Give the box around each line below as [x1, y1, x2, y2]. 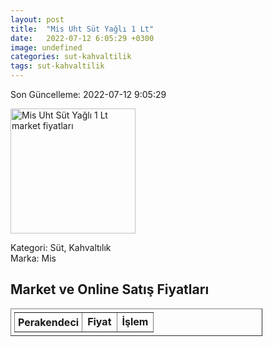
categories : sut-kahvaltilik [10, 52, 132, 62]
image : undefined [10, 42, 83, 53]
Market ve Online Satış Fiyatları [10, 281, 210, 298]
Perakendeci [18, 315, 80, 329]
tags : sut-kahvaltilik [10, 61, 105, 71]
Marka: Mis [10, 252, 57, 264]
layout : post [10, 14, 65, 25]
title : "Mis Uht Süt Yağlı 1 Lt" [10, 24, 155, 34]
